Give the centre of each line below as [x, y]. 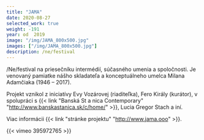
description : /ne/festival [41, 52]
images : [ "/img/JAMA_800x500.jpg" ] [52, 46]
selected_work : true [33, 23]
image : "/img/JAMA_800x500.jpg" [47, 40]
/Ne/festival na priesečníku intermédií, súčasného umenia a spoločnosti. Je [101, 69]
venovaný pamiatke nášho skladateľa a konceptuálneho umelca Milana [96, 76]
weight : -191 [23, 29]
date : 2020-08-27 [28, 18]
